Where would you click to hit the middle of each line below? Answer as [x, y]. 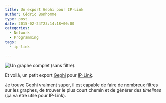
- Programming [24, 38]
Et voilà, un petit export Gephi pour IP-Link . [49, 75]
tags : [11, 42]
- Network [20, 33]
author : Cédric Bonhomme [31, 14]
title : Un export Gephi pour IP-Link [44, 10]
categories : [17, 28]
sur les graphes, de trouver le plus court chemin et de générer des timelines [83, 90]
